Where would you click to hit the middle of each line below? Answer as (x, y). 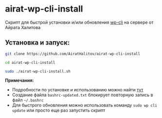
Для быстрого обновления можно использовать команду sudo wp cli (84, 105)
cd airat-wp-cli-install (30, 62)
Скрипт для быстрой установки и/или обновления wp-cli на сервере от (79, 22)
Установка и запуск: (37, 43)
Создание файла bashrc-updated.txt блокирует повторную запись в (82, 95)
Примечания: (19, 80)
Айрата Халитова (23, 27)
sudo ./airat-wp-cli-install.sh (38, 71)
